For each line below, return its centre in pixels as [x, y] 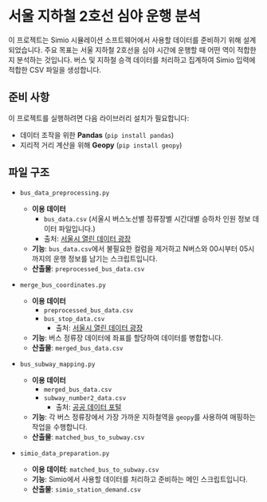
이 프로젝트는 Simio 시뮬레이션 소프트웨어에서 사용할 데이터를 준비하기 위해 [125, 40]
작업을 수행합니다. [59, 426]
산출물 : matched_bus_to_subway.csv [88, 437]
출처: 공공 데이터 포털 [88, 406]
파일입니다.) [77, 229]
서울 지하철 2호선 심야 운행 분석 [104, 16]
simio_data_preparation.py [65, 453]
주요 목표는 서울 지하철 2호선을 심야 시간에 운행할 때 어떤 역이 [140, 49]
